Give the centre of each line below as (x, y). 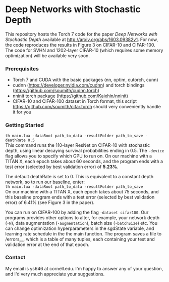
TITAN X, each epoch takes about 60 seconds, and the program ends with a (84, 161)
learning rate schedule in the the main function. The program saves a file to (83, 233)
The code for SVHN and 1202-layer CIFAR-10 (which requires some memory (84, 50)
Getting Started (24, 125)
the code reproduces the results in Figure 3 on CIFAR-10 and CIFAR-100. (80, 45)
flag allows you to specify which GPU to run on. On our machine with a (79, 156)
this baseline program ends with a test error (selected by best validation (80, 197)
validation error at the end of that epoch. (47, 245)
